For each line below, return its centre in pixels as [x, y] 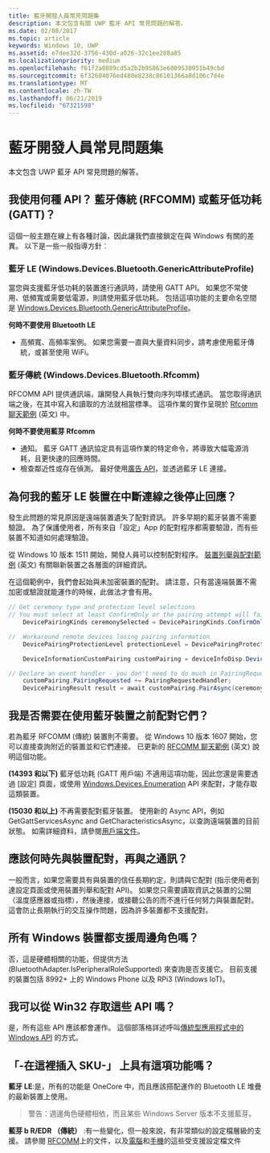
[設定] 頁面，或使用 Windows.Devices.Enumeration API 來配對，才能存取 [137, 783]
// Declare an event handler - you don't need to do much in [113, 674]
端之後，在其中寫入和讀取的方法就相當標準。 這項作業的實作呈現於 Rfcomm [133, 404]
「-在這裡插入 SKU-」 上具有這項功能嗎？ [111, 1066]
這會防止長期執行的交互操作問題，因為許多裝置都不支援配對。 [110, 910]
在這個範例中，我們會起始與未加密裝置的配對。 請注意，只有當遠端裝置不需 [133, 582]
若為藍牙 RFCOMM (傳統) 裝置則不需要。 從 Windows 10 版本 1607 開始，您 [133, 736]
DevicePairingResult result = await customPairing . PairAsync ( [129, 688]
